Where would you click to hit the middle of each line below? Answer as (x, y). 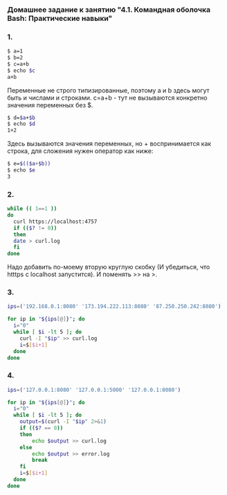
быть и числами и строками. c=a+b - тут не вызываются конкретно (107, 98)
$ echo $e (21, 170)
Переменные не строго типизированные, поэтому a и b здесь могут (108, 90)
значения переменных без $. (50, 105)
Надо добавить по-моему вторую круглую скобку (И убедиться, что (109, 267)
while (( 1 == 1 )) (32, 209)
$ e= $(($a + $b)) (29, 164)
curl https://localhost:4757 (55, 222)
